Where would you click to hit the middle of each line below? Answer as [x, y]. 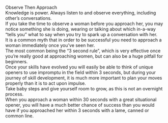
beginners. [17, 61]
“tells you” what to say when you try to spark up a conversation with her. [81, 34]
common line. [20, 116]
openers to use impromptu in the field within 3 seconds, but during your [81, 72]
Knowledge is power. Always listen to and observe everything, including [81, 13]
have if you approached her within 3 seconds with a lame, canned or [77, 110]
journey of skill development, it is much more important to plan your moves [84, 78]
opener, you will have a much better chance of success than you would [80, 105]
